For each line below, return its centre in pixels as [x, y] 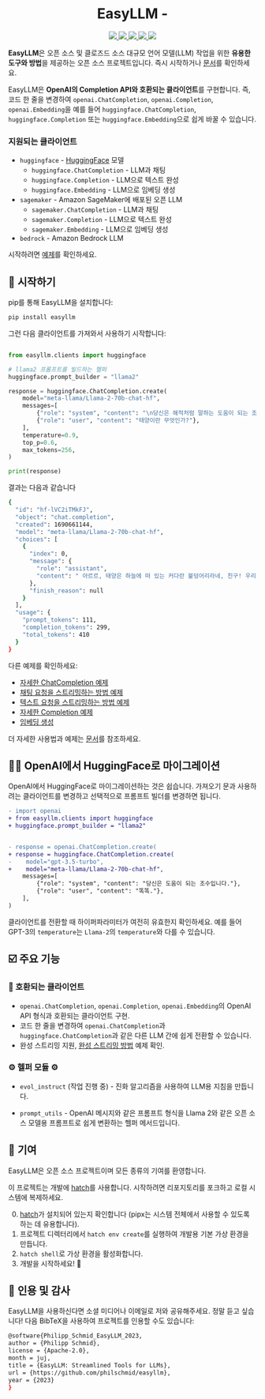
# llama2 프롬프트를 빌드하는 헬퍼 [58, 369]
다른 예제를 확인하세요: [43, 665]
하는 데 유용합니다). [49, 1224]
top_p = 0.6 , [40, 442]
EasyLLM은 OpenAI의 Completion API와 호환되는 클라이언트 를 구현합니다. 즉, [129, 89]
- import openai [35, 811]
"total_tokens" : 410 [56, 634]
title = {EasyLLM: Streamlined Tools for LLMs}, [90, 1365]
